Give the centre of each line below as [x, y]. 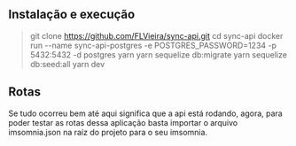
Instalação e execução [72, 15]
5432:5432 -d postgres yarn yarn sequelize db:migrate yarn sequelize [158, 54]
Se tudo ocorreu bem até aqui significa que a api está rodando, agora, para [145, 113]
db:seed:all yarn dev [67, 64]
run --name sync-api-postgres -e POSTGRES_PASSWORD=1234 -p [153, 45]
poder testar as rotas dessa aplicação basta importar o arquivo [123, 122]
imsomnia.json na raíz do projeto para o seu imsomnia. [108, 132]
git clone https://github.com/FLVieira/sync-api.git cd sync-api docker [156, 35]
